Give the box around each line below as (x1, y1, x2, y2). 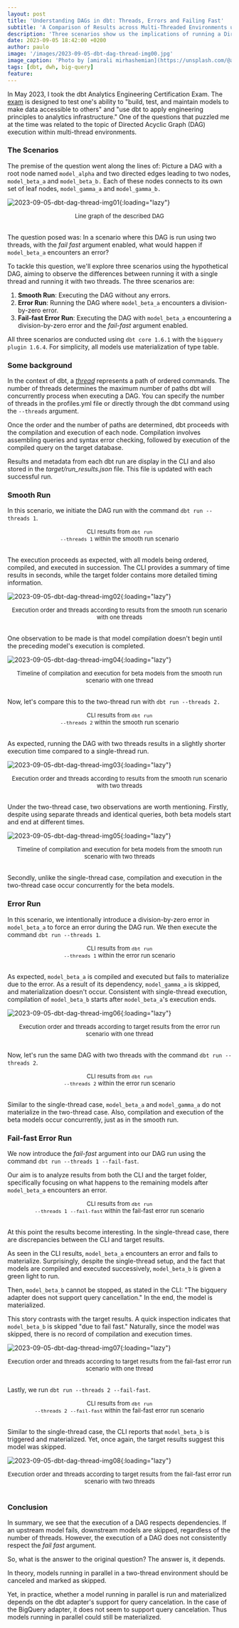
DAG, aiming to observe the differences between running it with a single (7, 269, 218, 278)
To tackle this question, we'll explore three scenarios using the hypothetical (7, 262, 229, 270)
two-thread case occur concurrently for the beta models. (7, 881, 175, 890)
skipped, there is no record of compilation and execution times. (7, 1329, 193, 1338)
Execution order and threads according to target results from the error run (18, 1023, 221, 1030)
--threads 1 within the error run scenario (63, 951, 176, 959)
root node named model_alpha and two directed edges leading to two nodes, (7, 169, 231, 178)
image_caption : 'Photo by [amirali (7, 57, 113, 64)
